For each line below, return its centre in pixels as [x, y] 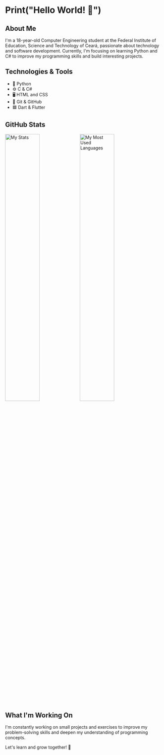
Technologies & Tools [39, 72]
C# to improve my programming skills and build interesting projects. [74, 56]
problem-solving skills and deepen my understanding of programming [77, 732]
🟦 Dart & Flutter [29, 107]
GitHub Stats [25, 125]
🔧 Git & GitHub [27, 102]
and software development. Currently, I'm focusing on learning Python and [81, 51]
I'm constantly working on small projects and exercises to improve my [76, 727]
